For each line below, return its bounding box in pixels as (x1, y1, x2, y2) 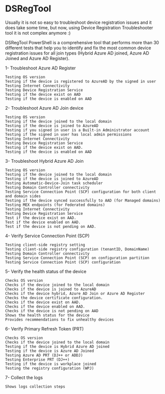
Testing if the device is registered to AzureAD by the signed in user (5, 79, 156, 84)
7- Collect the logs (5, 374, 43, 380)
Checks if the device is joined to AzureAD (5, 286, 97, 292)
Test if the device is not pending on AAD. (5, 224, 97, 229)
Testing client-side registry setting (5, 242, 85, 247)
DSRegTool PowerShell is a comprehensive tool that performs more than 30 (5, 39, 160, 45)
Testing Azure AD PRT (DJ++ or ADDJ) (5, 353, 83, 358)
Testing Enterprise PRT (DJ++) (5, 357, 70, 362)
